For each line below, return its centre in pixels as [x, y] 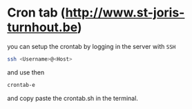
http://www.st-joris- [125, 13]
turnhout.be [42, 27]
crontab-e [21, 85]
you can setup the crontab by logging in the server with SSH [92, 46]
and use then [26, 72]
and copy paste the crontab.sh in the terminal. [73, 98]
